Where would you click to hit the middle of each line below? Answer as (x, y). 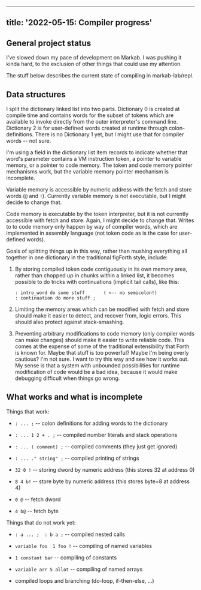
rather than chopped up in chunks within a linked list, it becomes (95, 275)
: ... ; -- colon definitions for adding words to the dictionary (91, 423)
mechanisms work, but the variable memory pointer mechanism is (88, 172)
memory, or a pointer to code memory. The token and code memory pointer (99, 165)
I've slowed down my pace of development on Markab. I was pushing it (94, 58)
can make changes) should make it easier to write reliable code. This (99, 340)
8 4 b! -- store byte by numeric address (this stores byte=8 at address (102, 481)
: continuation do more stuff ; (55, 298)
